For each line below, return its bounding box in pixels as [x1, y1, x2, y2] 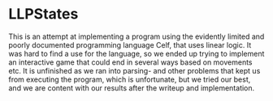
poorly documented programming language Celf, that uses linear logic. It [8, 40, 252, 49]
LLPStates [8, 5, 79, 23]
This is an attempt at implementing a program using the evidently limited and [8, 32, 265, 41]
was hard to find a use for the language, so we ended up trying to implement [8, 48, 265, 58]
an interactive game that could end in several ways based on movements [8, 57, 253, 67]
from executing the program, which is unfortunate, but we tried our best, [8, 74, 251, 84]
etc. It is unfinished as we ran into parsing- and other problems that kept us [8, 65, 261, 75]
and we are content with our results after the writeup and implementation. [8, 82, 255, 93]
